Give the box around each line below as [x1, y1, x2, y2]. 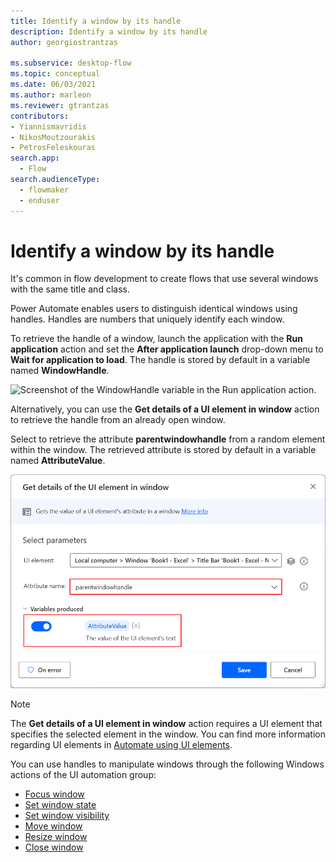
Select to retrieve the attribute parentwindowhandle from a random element [10, 433, 326, 445]
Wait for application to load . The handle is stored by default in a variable [10, 354, 311, 366]
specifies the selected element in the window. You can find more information [10, 728, 326, 740]
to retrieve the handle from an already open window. [10, 414, 226, 426]
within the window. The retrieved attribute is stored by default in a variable [10, 444, 317, 456]
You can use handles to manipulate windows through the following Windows [10, 758, 325, 770]
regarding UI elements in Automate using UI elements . [10, 738, 233, 750]
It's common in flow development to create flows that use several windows [10, 273, 319, 285]
